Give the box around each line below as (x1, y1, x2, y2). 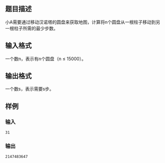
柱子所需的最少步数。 (14, 25, 58, 31)
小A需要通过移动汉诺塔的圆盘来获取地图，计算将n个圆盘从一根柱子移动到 (5, 19, 156, 25)
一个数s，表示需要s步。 (5, 86, 54, 92)
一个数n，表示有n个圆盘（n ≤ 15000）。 (5, 56, 86, 62)
